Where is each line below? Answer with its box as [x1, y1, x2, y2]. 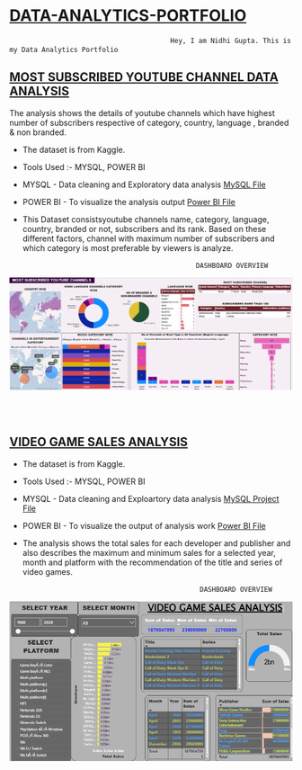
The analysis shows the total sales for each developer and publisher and [22, 537, 291, 549]
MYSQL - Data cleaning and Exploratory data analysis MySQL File [22, 179, 267, 190]
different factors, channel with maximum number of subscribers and [22, 233, 276, 244]
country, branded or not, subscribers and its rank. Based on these [22, 223, 267, 234]
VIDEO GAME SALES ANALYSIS [9, 434, 189, 450]
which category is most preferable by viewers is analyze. [22, 242, 234, 253]
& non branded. [9, 127, 67, 138]
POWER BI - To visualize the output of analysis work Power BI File [22, 520, 267, 531]
